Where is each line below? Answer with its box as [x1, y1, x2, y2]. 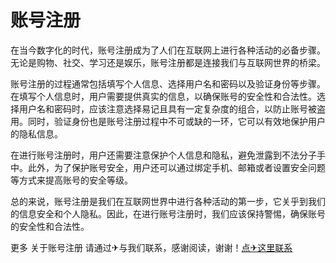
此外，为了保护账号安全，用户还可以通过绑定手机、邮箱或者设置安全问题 [27, 161, 326, 173]
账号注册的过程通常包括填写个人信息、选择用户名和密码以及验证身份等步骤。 [10, 77, 326, 90]
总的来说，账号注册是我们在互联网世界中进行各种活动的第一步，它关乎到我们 [10, 195, 326, 207]
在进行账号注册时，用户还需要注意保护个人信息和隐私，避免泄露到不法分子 [10, 149, 317, 161]
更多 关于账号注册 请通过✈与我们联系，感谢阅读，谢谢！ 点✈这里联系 [10, 241, 293, 253]
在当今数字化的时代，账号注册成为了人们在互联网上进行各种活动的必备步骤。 [10, 44, 326, 56]
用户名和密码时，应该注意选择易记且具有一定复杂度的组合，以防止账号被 [18, 102, 317, 115]
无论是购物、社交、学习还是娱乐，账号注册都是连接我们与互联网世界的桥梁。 [10, 56, 326, 68]
